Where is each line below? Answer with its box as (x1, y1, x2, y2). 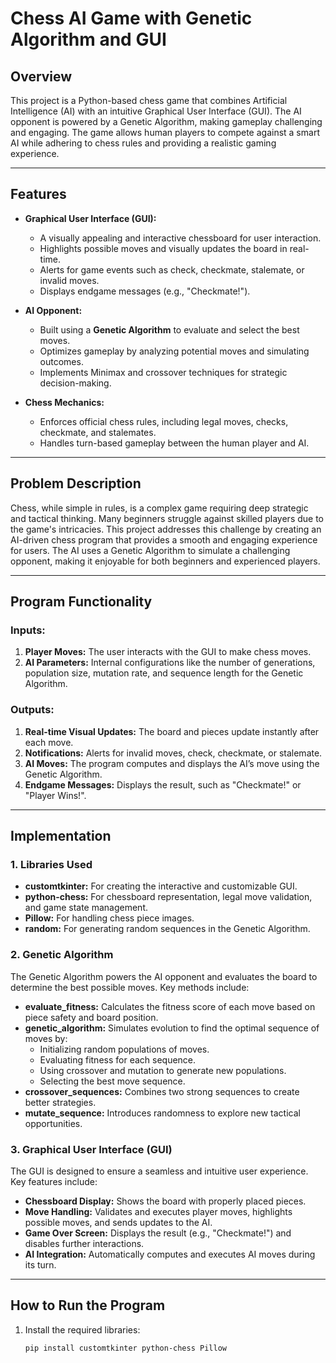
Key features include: (10, 1175, 98, 1187)
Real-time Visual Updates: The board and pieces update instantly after (24, 725, 320, 737)
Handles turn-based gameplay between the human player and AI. (39, 437, 310, 449)
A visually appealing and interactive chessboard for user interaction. (39, 232, 322, 244)
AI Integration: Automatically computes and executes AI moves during (24, 1248, 316, 1260)
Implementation (10, 828, 112, 844)
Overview (10, 68, 73, 85)
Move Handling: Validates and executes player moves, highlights (24, 1205, 293, 1217)
